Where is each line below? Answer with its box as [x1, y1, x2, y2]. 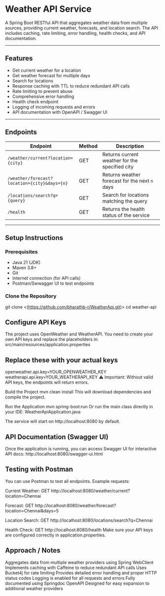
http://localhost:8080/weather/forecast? [35, 503, 116, 508]
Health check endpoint [12, 98, 59, 104]
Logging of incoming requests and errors [12, 104, 96, 110]
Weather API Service [5, 3, 92, 15]
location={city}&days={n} [7, 180, 68, 186]
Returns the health [102, 206, 145, 212]
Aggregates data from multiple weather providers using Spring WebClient [5, 559, 154, 565]
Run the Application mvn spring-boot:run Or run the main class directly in [5, 404, 153, 410]
